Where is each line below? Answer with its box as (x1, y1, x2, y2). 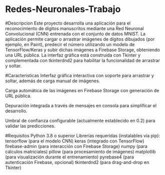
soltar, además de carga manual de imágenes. (5, 78, 100, 84)
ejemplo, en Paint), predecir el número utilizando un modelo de (5, 41, 135, 47)
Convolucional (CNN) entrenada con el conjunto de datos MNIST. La (5, 31, 146, 37)
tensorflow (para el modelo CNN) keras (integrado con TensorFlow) (5, 138, 144, 144)
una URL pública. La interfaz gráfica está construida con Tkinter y (5, 52, 141, 58)
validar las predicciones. (5, 123, 56, 129)
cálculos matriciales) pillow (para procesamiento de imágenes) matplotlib (5, 148, 156, 154)
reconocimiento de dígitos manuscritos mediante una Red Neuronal (5, 25, 144, 31)
